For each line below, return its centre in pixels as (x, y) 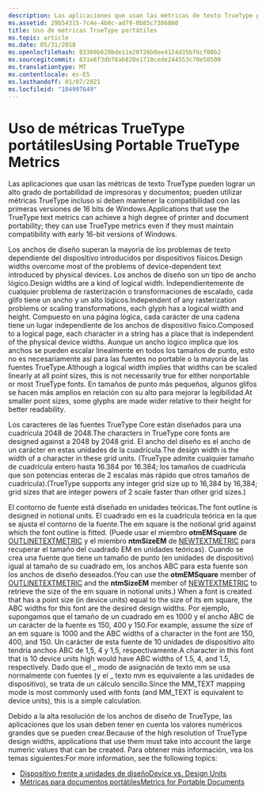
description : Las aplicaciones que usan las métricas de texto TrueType (131, 15)
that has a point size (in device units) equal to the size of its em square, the (131, 600)
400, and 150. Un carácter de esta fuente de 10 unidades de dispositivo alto (131, 642)
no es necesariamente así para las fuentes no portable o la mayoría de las (129, 359)
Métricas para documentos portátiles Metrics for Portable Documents (132, 782)
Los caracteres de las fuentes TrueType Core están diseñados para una (125, 425)
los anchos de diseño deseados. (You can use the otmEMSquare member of (132, 575)
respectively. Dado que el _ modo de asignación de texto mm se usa (120, 667)
